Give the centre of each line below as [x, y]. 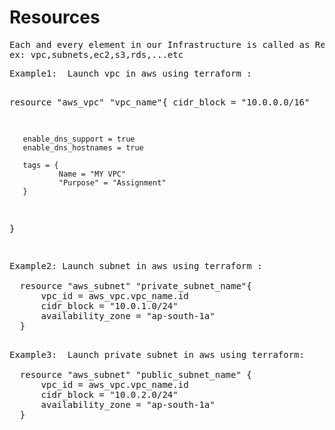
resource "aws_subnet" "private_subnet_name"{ [135, 285]
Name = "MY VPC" [92, 174]
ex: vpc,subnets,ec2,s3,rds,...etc [96, 54]
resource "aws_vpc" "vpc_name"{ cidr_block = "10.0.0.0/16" [160, 102]
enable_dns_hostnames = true [83, 147]
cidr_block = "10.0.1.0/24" [109, 305]
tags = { [40, 165]
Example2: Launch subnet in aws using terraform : [136, 265]
